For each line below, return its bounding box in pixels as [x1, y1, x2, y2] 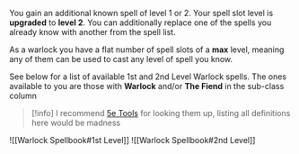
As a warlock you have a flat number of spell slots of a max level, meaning [9, 44, 285, 55]
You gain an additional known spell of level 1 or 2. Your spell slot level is [9, 8, 274, 18]
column [9, 90, 38, 101]
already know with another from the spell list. [9, 27, 177, 37]
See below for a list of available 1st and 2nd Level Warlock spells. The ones [9, 71, 287, 82]
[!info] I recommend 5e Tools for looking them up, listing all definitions [31, 108, 291, 118]
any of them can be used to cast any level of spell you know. [9, 54, 233, 64]
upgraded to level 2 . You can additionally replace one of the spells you [9, 17, 272, 28]
